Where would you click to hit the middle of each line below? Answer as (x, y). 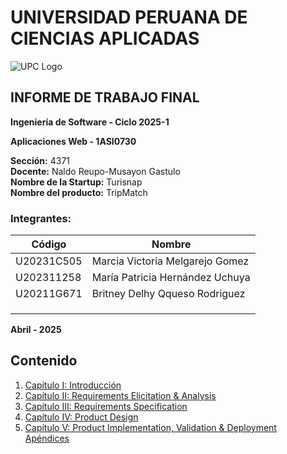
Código (49, 244)
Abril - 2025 (36, 330)
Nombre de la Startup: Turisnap (76, 182)
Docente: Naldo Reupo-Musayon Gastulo (95, 171)
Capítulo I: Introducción (73, 385)
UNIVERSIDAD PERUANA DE (129, 17)
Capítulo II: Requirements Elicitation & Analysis (120, 395)
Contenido (44, 361)
